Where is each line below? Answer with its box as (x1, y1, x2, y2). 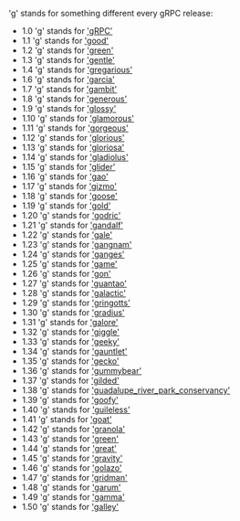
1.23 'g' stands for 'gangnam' (21, 239, 132, 250)
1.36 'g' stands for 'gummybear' (21, 366, 142, 376)
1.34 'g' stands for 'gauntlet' (21, 346, 128, 356)
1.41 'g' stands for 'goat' (21, 414, 112, 424)
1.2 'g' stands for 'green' (21, 45, 114, 56)
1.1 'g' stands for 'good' (21, 36, 110, 46)
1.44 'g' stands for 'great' (21, 443, 118, 453)
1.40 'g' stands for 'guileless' (21, 404, 130, 415)
